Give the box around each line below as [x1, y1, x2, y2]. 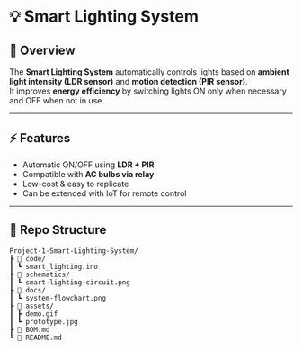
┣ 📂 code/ [9, 254, 47, 263]
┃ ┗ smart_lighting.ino [9, 262, 99, 271]
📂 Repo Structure [9, 222, 107, 238]
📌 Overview [9, 42, 75, 58]
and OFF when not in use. [9, 95, 105, 105]
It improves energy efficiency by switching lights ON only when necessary [9, 85, 288, 96]
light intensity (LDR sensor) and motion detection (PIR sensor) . [9, 76, 248, 86]
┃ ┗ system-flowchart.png [9, 293, 106, 302]
